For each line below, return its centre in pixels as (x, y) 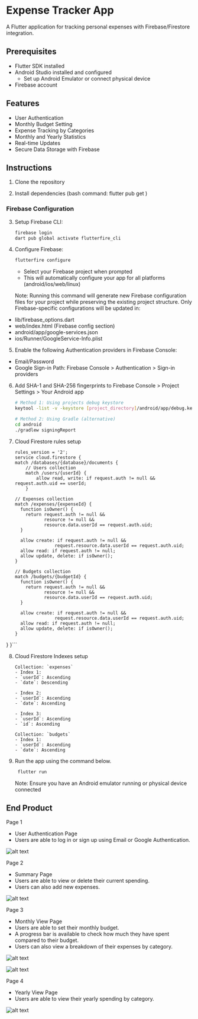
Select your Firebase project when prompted (78, 272)
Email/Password (34, 361)
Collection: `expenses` (44, 667)
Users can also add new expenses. (57, 887)
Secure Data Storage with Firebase (57, 149)
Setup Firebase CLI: (39, 222)
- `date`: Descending (41, 682)
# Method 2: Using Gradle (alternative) (65, 419)
